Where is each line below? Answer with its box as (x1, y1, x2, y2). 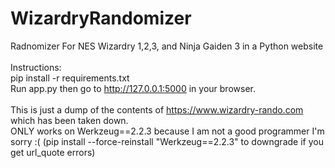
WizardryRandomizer (10, 7, 192, 30)
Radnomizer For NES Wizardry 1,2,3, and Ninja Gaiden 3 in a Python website (10, 40, 324, 52)
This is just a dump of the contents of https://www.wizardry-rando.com (10, 103, 304, 116)
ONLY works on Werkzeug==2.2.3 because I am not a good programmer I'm (10, 125, 325, 137)
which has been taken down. (10, 114, 129, 126)
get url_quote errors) (10, 146, 96, 158)
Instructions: (10, 61, 62, 73)
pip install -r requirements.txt (10, 72, 130, 84)
